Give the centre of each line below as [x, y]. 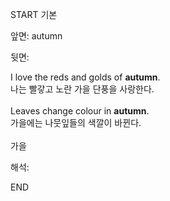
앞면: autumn [36, 36]
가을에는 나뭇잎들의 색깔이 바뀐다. [76, 122]
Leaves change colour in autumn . [80, 111]
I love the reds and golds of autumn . [85, 77]
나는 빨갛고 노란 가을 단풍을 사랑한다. [82, 89]
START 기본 [34, 14]
